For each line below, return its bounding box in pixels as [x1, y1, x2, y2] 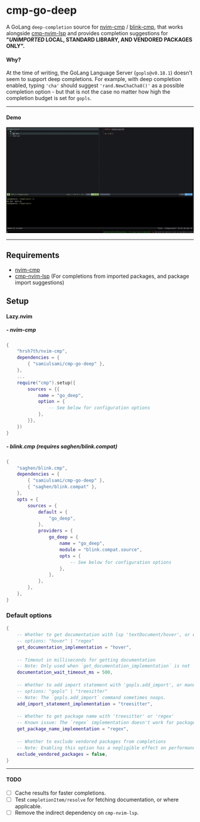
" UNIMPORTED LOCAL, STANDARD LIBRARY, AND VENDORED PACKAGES [6, 36, 193, 43]
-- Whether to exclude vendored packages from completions [17, 739, 167, 745]
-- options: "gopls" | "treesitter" [17, 688, 108, 694]
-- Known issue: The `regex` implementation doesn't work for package [17, 719, 196, 726]
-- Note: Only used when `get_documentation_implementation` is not [17, 663, 190, 669]
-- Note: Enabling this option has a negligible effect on [17, 745, 167, 751]
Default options [6, 611, 52, 619]
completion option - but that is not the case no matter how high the [6, 88, 171, 95]
